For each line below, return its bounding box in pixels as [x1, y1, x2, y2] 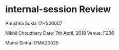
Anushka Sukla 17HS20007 [5, 20, 63, 26]
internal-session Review [5, 4, 111, 15]
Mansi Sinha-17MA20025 [5, 39, 59, 46]
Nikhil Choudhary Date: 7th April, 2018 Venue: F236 [5, 30, 114, 36]
